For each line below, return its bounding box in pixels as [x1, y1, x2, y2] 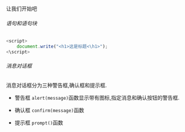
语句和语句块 [6, 19, 37, 26]
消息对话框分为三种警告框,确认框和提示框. [6, 82, 107, 89]
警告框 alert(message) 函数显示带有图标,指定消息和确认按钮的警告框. [14, 94, 180, 101]
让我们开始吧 [6, 5, 37, 12]
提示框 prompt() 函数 [14, 119, 63, 126]
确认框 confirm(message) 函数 [14, 107, 85, 114]
